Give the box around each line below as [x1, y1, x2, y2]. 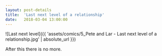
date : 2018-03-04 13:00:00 [5, 17, 68, 22]
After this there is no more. [5, 46, 62, 52]
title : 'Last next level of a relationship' [5, 12, 104, 17]
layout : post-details [5, 7, 52, 13]
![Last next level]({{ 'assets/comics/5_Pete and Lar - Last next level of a [5, 31, 157, 37]
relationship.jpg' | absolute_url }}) [5, 36, 76, 42]
